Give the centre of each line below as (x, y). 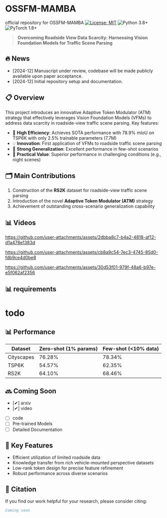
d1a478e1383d (20, 243)
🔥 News (17, 59)
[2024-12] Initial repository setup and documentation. (67, 81)
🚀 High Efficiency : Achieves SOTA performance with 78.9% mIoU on (83, 133)
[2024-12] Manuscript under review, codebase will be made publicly (83, 71)
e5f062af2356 (20, 273)
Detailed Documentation (37, 429)
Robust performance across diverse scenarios (60, 473)
